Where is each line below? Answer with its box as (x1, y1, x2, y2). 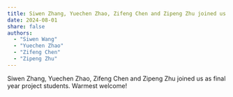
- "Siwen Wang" (13, 36, 58, 43)
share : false (7, 23, 45, 30)
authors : (7, 29, 33, 37)
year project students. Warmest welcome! (7, 81, 128, 90)
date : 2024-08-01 (7, 17, 58, 24)
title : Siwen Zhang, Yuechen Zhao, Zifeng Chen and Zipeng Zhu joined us (7, 10, 227, 17)
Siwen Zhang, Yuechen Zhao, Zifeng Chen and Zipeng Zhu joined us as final (7, 74, 226, 82)
